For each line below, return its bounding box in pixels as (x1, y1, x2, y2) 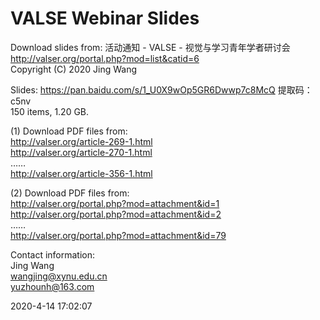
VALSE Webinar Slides (10, 7, 200, 30)
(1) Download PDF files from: (10, 125, 128, 137)
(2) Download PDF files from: (10, 187, 130, 199)
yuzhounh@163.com (10, 280, 95, 292)
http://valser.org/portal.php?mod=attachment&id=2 (10, 208, 222, 220)
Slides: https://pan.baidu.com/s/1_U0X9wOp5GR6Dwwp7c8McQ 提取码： (10, 83, 313, 96)
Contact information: (10, 248, 96, 261)
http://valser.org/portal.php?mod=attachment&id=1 (10, 197, 220, 209)
